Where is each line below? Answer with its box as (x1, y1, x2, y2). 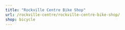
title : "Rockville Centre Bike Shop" (5, 7, 86, 13)
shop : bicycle (5, 17, 36, 22)
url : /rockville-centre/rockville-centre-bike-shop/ (5, 12, 120, 17)
